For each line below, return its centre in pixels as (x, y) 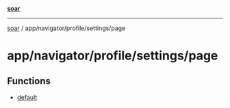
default (27, 97)
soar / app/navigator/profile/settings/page (66, 28)
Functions (29, 81)
